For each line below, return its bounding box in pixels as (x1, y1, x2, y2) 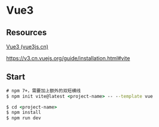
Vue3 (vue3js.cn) (6, 43, 49, 50)
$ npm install (6, 110, 42, 116)
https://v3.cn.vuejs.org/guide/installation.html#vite (6, 55, 130, 61)
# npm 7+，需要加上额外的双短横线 (6, 88, 81, 94)
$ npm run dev (6, 115, 42, 121)
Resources (6, 27, 47, 38)
